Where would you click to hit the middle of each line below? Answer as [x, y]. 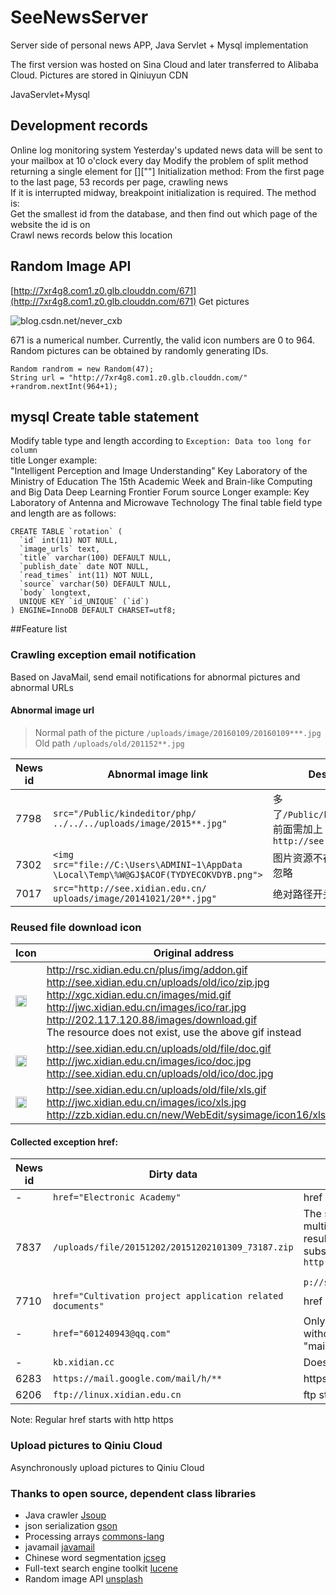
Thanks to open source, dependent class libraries [133, 1493]
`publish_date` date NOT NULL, [84, 567]
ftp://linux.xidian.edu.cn [117, 1395]
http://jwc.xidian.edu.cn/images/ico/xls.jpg [146, 1103]
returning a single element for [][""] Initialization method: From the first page [167, 171]
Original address [194, 953]
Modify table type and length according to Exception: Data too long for [161, 441]
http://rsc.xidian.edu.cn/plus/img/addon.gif [147, 970]
